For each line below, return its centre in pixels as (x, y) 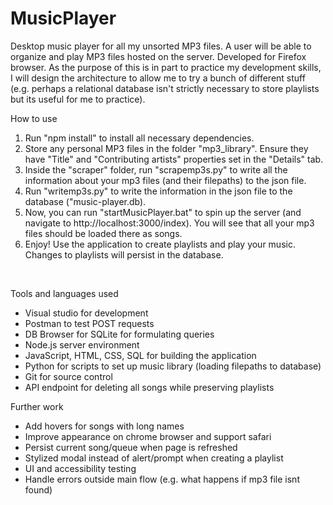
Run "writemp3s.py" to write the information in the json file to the (158, 191)
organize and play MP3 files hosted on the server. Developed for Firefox (158, 56)
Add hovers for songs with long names (104, 426)
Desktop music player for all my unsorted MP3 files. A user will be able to (161, 46)
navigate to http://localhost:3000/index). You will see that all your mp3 (169, 223)
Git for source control (68, 376)
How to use (34, 118)
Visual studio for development (86, 313)
